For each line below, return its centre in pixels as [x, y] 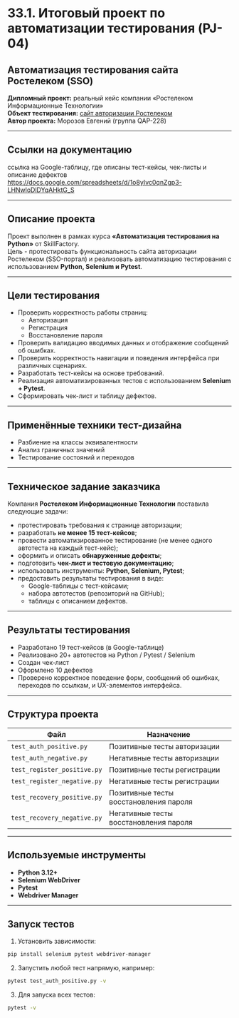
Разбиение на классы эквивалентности [78, 442]
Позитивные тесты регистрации [165, 770]
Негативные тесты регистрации [164, 781]
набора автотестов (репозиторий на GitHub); [96, 594]
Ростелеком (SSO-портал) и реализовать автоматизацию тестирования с [119, 259]
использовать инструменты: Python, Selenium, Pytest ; [101, 571]
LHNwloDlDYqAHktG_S [41, 190]
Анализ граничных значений [61, 450]
